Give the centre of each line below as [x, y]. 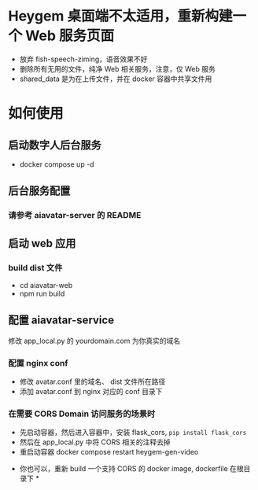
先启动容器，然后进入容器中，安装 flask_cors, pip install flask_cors [133, 433]
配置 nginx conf [38, 363]
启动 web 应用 [42, 243]
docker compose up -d [57, 164]
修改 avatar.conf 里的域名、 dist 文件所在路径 [92, 381]
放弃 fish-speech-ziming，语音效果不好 [83, 59]
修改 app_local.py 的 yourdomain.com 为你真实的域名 [94, 341]
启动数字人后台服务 [55, 145]
